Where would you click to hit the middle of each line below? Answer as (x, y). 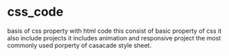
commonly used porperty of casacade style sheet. (79, 45)
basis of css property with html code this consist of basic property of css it (114, 31)
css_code (35, 12)
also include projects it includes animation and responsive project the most (114, 38)
